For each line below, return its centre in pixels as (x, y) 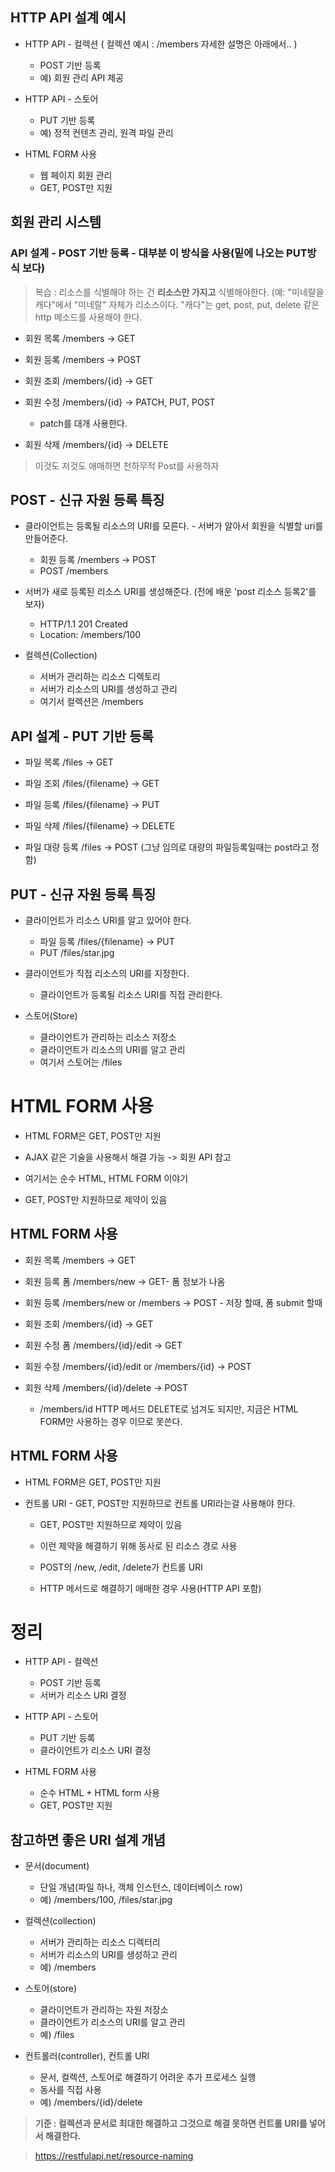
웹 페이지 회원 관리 (76, 175)
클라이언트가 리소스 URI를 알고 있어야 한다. (108, 920)
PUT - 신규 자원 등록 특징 (83, 894)
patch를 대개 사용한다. (83, 423)
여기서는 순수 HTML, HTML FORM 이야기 (106, 1178)
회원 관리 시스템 (56, 222)
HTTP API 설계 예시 (68, 18)
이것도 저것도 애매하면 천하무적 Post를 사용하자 (127, 465)
